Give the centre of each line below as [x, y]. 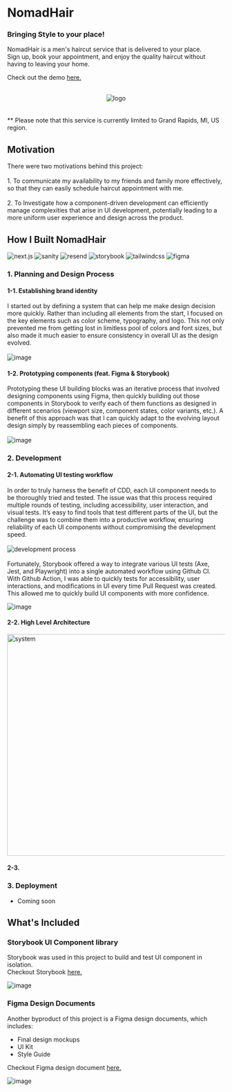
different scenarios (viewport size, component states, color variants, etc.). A [115, 411]
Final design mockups [48, 1039]
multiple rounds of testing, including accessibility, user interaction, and [108, 505]
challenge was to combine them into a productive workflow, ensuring [105, 519]
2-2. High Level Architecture [49, 623]
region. [17, 128]
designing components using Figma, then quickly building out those [104, 396]
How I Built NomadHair [57, 239]
